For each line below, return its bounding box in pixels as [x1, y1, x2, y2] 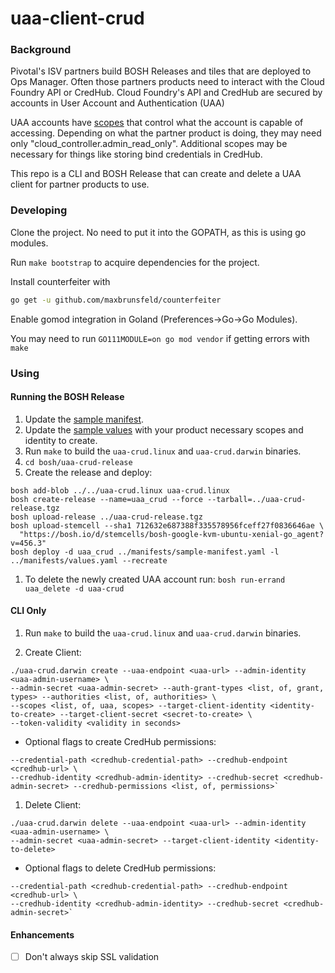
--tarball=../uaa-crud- [206, 494, 307, 504]
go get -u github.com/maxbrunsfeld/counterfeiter [10, 295, 222, 305]
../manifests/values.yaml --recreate [10, 555, 168, 566]
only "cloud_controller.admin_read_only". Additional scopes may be [10, 138, 288, 150]
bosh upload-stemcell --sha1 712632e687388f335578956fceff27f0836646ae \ [10, 520, 325, 531]
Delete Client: [24, 798, 82, 811]
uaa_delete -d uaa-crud [24, 583, 125, 594]
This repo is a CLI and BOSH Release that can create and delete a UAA [10, 168, 302, 180]
